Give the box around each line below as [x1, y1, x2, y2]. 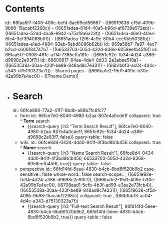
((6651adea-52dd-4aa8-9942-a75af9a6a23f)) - [5, 30, 104, 36]
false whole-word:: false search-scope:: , [41, 171, 127, 177]
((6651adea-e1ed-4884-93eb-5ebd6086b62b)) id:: [5, 41, 111, 47]
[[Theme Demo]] [44, 73, 79, 79]
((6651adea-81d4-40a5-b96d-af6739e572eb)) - [54, 25, 154, 31]
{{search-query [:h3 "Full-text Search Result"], [27, 203, 124, 209]
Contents [5, 3, 45, 15]
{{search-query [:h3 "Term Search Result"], [27, 123, 117, 129]
